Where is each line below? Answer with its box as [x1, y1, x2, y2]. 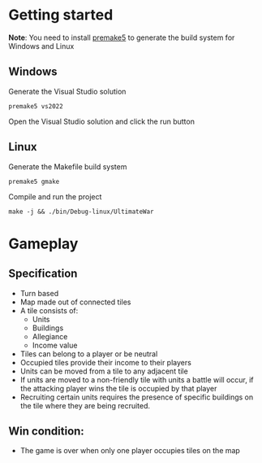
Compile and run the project [8, 191, 102, 201]
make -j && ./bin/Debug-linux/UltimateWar [8, 207, 154, 216]
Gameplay [8, 234, 79, 253]
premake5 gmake [8, 177, 60, 186]
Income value [32, 340, 78, 350]
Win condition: [8, 424, 85, 438]
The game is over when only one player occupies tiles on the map [19, 446, 241, 456]
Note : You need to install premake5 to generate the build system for [8, 33, 235, 42]
